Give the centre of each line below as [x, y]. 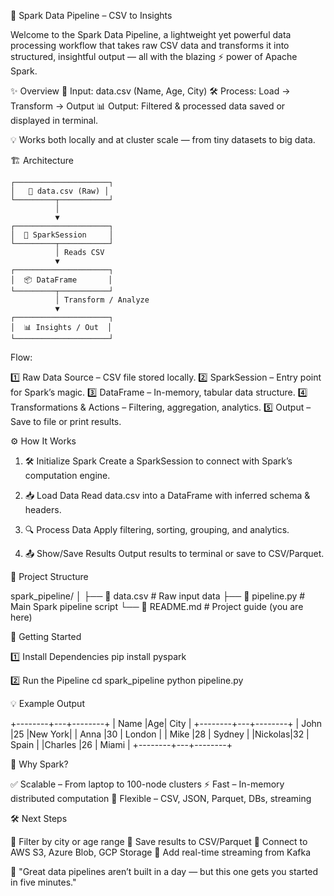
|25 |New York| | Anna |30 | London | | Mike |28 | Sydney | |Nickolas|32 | [160, 734]
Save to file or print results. [66, 421]
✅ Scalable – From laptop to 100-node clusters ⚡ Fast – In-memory [147, 784]
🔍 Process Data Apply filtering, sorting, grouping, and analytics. [157, 529]
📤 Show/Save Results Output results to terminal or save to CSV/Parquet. [174, 553]
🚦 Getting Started [46, 636]
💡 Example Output [47, 703]
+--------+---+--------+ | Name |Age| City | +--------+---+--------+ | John [166, 723]
